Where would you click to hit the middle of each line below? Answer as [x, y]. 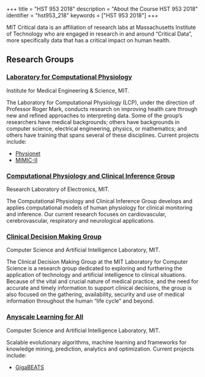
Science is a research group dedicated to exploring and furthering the [94, 268]
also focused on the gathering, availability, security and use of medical [95, 295]
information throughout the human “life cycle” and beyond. [80, 301]
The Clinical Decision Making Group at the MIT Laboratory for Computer [97, 262]
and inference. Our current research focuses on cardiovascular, [86, 214]
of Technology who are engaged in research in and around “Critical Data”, [99, 34]
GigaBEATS [30, 367]
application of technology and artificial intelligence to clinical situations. [96, 275]
